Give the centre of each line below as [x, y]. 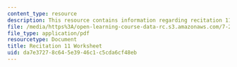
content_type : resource [42, 14]
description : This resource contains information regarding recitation [115, 20]
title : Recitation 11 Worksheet [55, 46]
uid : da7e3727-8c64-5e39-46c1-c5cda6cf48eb [72, 53]
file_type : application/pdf [49, 33]
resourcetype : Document [42, 40]
